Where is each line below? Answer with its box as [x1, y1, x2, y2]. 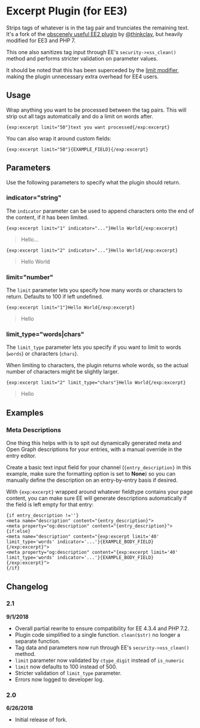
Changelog [6, 581, 49, 592]
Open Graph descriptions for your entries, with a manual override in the [6, 446, 183, 453]
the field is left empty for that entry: [6, 501, 94, 508]
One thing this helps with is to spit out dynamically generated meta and [6, 440, 181, 447]
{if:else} [6, 529, 31, 535]
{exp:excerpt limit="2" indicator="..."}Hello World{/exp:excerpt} [6, 247, 178, 253]
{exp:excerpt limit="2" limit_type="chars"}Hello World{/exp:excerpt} [6, 380, 186, 386]
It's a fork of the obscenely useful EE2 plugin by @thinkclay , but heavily [6, 30, 183, 37]
